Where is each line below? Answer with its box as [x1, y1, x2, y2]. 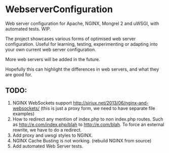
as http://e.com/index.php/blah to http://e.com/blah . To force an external [12, 121, 164, 128]
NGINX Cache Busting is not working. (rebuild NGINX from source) [12, 137, 152, 143]
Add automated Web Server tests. [12, 143, 83, 149]
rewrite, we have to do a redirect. [12, 127, 82, 133]
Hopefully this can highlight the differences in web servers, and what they [5, 66, 159, 72]
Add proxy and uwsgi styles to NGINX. [12, 132, 93, 138]
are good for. [5, 71, 32, 77]
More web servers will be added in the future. [5, 56, 100, 62]
